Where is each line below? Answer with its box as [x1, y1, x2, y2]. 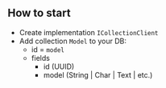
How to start [7, 6, 71, 20]
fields [31, 53, 50, 62]
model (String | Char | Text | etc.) [43, 70, 153, 79]
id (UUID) [43, 62, 75, 71]
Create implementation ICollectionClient [19, 27, 159, 37]
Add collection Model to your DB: [19, 36, 127, 46]
